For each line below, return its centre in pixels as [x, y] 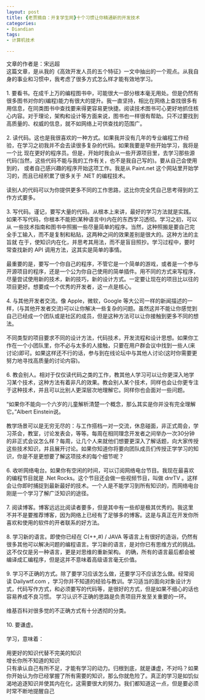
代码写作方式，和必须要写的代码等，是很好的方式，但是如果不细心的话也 [108, 589]
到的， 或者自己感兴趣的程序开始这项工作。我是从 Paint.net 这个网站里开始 [100, 168]
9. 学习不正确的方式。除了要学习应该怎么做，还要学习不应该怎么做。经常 [98, 573]
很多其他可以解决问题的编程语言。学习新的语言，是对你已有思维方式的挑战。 [103, 544]
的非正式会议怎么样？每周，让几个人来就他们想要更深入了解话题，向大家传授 [103, 441]
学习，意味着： [25, 639]
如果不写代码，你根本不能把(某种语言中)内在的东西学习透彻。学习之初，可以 [102, 219]
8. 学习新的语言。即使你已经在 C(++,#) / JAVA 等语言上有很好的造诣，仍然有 [102, 537]
